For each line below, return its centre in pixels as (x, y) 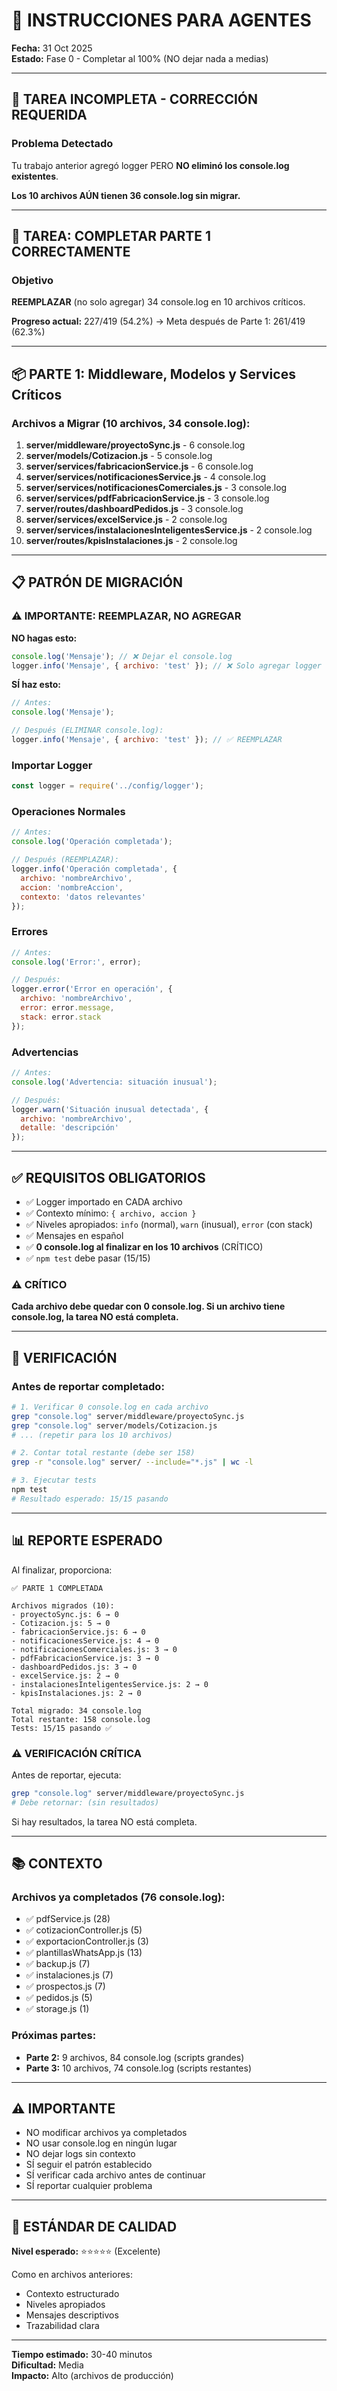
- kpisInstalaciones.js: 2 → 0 (76, 1693)
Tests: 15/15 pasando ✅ (62, 1728)
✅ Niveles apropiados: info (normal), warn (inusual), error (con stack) (169, 1224)
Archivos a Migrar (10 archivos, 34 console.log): (131, 423)
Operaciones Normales (68, 812)
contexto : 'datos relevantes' (83, 897)
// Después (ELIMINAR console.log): (87, 730)
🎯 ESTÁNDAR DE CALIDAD (94, 2226)
